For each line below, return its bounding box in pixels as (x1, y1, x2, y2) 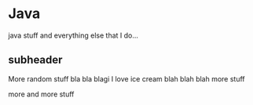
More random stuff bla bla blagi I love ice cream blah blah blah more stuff (8, 74, 245, 83)
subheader (8, 53, 63, 67)
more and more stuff (8, 89, 75, 99)
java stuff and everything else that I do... (8, 31, 139, 40)
